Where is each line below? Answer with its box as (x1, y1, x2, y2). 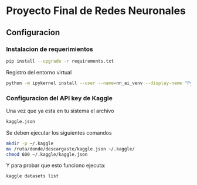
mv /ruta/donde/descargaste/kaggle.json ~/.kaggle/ (6, 146, 135, 152)
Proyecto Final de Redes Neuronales (6, 4, 186, 18)
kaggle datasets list (6, 173, 59, 179)
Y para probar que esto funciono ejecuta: (6, 162, 106, 169)
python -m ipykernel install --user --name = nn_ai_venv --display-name (6, 80, 182, 86)
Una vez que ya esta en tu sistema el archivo (6, 107, 114, 114)
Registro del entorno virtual (6, 68, 72, 76)
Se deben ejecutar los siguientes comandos (6, 129, 113, 136)
